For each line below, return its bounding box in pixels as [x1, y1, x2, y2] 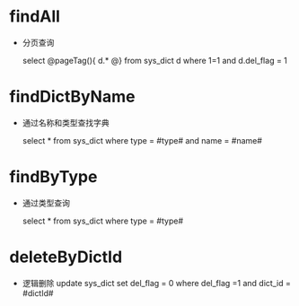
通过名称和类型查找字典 [22, 117, 110, 127]
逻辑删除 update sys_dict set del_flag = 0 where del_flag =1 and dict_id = [22, 277, 292, 288]
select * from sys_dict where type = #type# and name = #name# [22, 135, 263, 145]
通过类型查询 [22, 197, 70, 208]
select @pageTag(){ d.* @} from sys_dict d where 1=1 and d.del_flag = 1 [22, 55, 287, 66]
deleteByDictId [9, 247, 123, 267]
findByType [9, 167, 98, 188]
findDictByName [9, 87, 136, 107]
